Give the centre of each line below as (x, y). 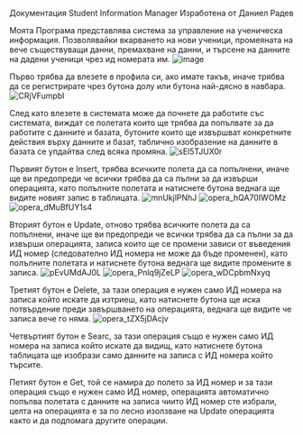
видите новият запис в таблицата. (75, 198)
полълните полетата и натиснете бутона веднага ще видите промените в (151, 263)
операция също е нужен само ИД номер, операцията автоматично (139, 392)
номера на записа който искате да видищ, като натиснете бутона (136, 345)
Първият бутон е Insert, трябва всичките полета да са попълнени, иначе (150, 169)
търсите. (26, 365)
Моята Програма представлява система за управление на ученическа (146, 30)
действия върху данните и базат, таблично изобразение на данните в (143, 142)
